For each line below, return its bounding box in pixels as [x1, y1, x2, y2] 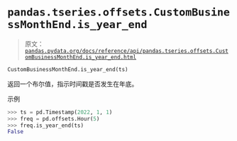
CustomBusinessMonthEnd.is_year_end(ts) [7, 66, 129, 73]
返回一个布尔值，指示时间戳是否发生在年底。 [7, 80, 138, 88]
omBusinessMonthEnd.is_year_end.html [24, 54, 137, 61]
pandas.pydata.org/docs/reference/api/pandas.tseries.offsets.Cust [24, 47, 228, 54]
